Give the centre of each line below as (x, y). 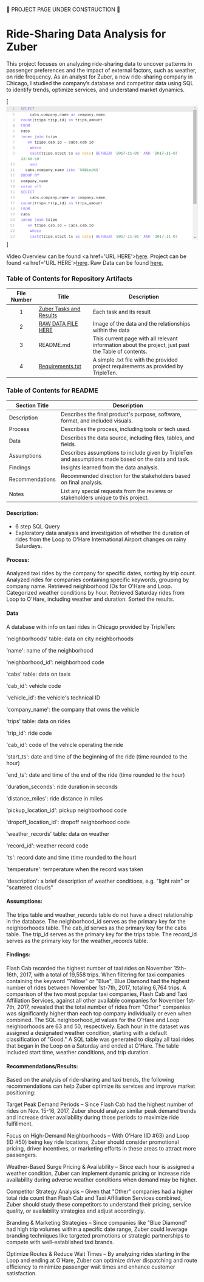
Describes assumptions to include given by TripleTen (127, 452)
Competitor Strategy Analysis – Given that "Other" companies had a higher (100, 1192)
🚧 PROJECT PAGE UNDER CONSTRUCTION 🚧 (63, 9)
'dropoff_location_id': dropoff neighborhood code (68, 822)
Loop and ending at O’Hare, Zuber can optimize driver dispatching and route (102, 1261)
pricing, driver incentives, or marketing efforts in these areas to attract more (101, 1149)
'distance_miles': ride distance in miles (55, 798)
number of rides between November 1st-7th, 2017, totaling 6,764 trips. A (96, 988)
